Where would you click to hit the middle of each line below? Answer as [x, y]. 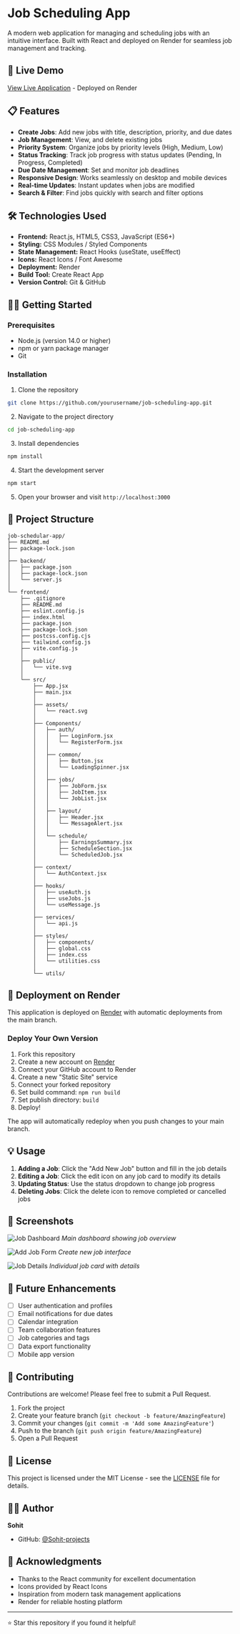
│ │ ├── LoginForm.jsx [73, 736]
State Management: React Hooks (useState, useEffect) [99, 252]
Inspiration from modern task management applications [99, 1594]
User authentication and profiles [65, 1306]
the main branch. [32, 1020]
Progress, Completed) [50, 162]
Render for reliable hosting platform [70, 1601]
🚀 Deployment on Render [64, 996]
